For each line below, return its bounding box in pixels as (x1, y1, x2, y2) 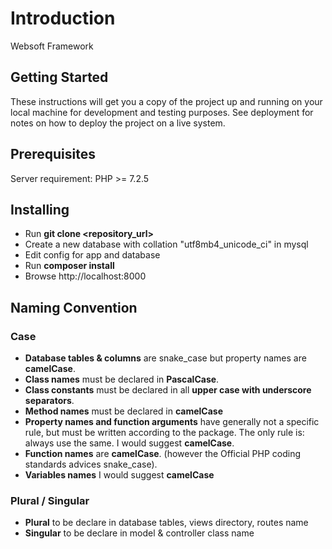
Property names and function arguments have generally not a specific (24, 416, 320, 428)
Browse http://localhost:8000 (24, 270, 147, 282)
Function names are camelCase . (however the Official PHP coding (24, 448, 302, 460)
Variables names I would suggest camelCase (24, 469, 215, 481)
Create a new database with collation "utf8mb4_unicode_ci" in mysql (24, 238, 309, 251)
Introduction (10, 7, 116, 30)
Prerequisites (10, 146, 96, 163)
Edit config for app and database (24, 249, 161, 261)
